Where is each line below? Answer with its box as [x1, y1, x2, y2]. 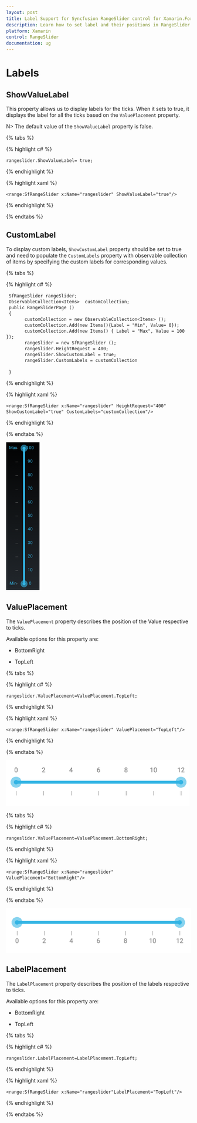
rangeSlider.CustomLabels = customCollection [24, 357, 138, 363]
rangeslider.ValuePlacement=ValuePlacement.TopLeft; [6, 693, 138, 699]
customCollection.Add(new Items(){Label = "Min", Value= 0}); [24, 322, 180, 328]
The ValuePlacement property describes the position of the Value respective [6, 618, 189, 625]
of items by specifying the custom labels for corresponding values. [6, 258, 168, 265]
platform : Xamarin [6, 28, 51, 34]
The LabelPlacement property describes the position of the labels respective [6, 980, 189, 987]
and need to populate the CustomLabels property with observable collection [6, 252, 188, 259]
